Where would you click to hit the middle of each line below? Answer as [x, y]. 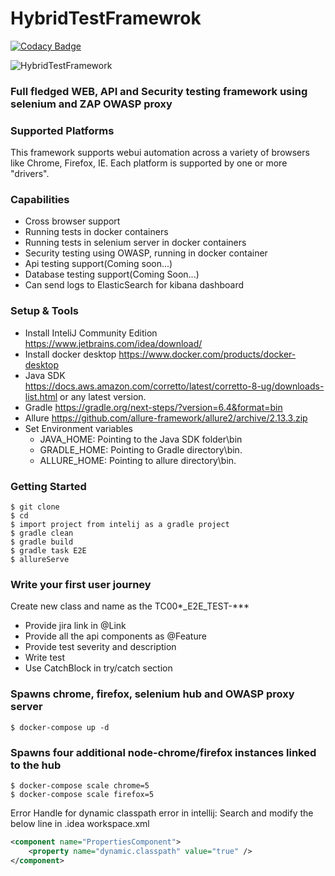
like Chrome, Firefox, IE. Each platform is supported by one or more [149, 163]
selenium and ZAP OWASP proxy [91, 104]
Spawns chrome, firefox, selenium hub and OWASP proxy [152, 694]
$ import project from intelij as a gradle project [120, 525]
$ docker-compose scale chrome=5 [80, 785]
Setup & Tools [44, 311]
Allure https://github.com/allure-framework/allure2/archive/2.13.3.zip [166, 418]
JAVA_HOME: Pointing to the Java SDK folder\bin [141, 439]
